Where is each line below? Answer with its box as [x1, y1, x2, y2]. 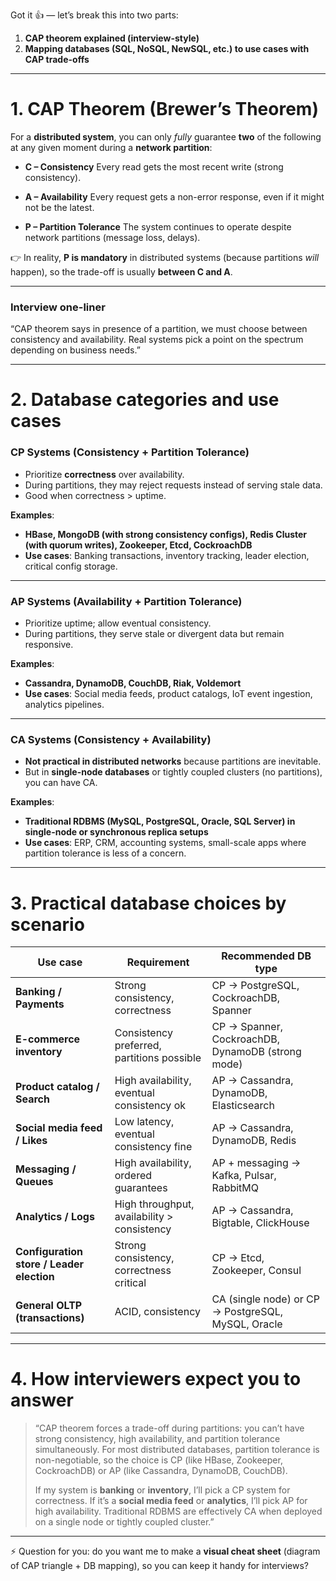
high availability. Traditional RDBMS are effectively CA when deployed [34, 1505, 323, 1518]
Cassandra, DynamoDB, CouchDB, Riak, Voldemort [24, 677, 242, 689]
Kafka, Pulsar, [211, 1169, 277, 1183]
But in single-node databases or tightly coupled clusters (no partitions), [24, 766, 323, 778]
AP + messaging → [211, 1156, 302, 1170]
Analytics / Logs [15, 1210, 95, 1224]
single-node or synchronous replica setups [24, 826, 209, 838]
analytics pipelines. [24, 699, 105, 711]
